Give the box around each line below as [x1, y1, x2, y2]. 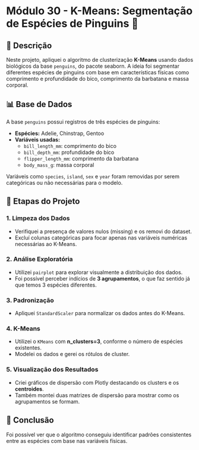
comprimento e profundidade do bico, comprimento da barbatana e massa [6, 75, 189, 82]
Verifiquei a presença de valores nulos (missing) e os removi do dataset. [14, 228, 192, 235]
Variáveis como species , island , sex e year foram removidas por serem [6, 172, 180, 180]
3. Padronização [6, 296, 55, 304]
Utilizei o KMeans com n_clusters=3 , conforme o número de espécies [14, 338, 183, 345]
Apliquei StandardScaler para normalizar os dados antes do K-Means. [14, 310, 185, 317]
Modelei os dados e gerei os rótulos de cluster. [14, 351, 130, 358]
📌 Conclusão [6, 415, 55, 426]
